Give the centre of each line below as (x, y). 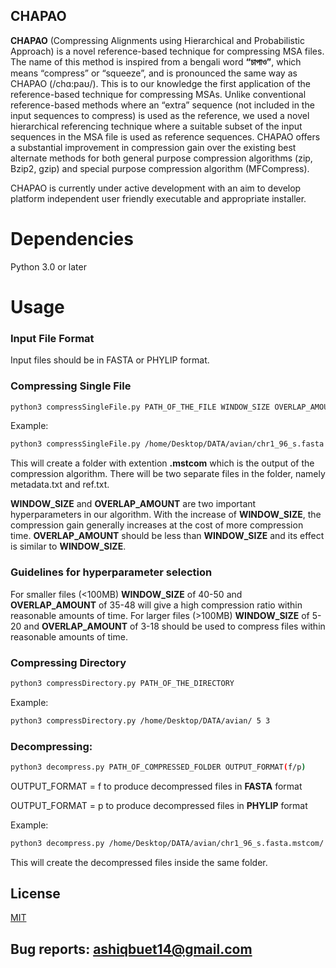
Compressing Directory (68, 662)
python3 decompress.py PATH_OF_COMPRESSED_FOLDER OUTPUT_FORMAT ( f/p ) (158, 767)
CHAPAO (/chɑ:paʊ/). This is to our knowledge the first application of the (160, 83)
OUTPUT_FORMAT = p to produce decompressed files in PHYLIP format (159, 805)
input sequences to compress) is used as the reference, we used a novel (160, 115)
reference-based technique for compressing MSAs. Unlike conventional (158, 94)
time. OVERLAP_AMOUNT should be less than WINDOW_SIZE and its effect (167, 536)
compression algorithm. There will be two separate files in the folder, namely (168, 474)
